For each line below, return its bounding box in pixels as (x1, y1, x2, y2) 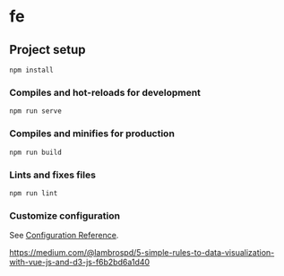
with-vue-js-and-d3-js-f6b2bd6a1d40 (9, 257, 151, 268)
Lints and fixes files (9, 168, 97, 181)
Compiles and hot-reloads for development (9, 86, 202, 99)
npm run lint (9, 188, 58, 198)
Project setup (9, 42, 87, 57)
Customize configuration (9, 209, 121, 221)
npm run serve (9, 107, 63, 116)
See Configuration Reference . (9, 230, 119, 241)
